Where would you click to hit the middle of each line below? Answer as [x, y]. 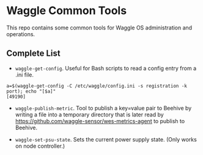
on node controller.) [40, 146]
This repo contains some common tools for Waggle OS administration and [99, 28]
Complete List [34, 54]
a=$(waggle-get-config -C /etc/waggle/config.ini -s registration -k [97, 86]
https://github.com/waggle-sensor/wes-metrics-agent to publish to [100, 121]
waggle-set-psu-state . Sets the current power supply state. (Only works [106, 139]
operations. [21, 34]
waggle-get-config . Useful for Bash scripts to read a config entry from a [106, 68]
